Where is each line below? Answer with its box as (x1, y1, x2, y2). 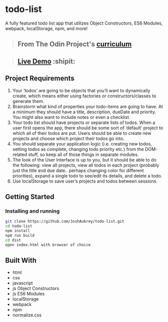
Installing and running (5, 207, 60, 214)
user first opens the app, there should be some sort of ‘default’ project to (12, 124, 163, 131)
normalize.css (12, 312, 42, 318)
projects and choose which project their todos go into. (12, 135, 124, 141)
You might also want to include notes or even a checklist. (12, 114, 130, 120)
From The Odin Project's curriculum (17, 40, 132, 49)
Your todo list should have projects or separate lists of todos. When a (12, 119, 155, 125)
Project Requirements (5, 74, 75, 83)
